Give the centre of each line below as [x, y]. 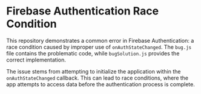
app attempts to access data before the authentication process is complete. [100, 84]
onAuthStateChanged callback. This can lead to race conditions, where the [97, 78]
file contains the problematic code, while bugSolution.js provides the [93, 53]
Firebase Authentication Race [83, 11]
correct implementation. [36, 60]
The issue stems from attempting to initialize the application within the [94, 71]
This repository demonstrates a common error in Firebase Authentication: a [100, 40]
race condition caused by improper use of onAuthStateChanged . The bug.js [99, 47]
